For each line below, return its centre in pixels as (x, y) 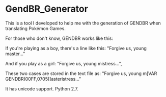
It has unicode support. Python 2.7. (42, 89)
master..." (15, 54)
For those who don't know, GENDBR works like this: (59, 38)
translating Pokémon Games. (36, 28)
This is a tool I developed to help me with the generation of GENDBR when (83, 23)
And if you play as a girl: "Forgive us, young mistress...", (64, 63)
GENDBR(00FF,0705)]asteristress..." (43, 79)
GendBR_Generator (47, 9)
